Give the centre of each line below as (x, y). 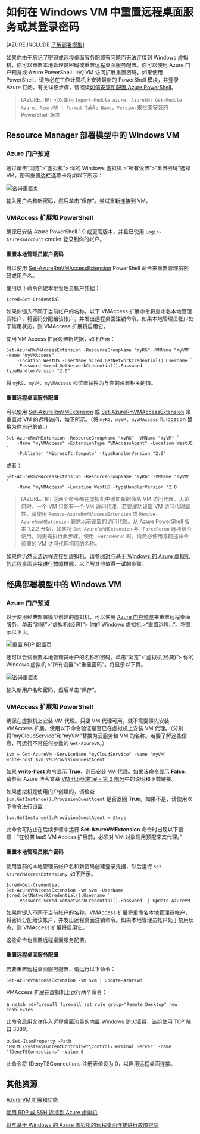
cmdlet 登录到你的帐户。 (75, 239)
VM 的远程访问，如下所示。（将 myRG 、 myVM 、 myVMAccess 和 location (104, 419)
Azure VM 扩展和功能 (32, 1099)
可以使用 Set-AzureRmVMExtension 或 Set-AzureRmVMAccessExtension (95, 412)
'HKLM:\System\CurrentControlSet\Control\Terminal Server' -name (89, 1046)
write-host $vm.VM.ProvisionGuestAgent (56, 760)
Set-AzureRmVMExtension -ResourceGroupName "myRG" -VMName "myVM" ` (93, 438)
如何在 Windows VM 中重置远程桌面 (95, 12)
